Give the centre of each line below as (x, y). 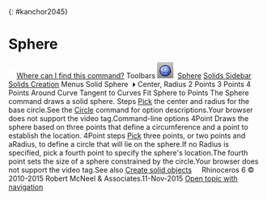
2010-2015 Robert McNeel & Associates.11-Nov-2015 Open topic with (123, 178)
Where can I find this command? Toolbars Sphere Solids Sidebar (134, 75)
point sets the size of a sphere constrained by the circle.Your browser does (133, 161)
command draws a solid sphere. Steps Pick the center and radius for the (129, 101)
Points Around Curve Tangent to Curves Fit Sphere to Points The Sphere (129, 93)
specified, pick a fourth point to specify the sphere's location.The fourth (128, 152)
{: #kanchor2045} (38, 12)
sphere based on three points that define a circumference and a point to (128, 127)
